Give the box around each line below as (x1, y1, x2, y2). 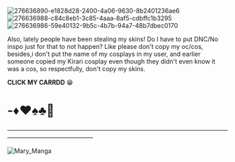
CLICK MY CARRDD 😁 (7, 78, 73, 87)
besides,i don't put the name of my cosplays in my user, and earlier (7, 50, 201, 58)
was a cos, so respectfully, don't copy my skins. (7, 65, 145, 73)
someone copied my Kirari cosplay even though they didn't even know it (7, 57, 215, 66)
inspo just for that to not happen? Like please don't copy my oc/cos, (7, 43, 204, 50)
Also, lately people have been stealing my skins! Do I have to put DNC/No (7, 35, 219, 43)
